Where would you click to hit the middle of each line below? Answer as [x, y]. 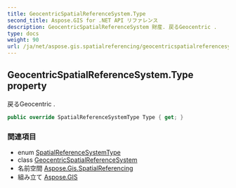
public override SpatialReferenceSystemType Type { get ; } [96, 117]
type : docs [23, 33]
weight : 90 [23, 40]
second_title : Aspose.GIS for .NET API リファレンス [83, 20]
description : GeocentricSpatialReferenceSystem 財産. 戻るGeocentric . [112, 27]
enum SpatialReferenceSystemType [69, 152]
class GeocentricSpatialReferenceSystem [77, 160]
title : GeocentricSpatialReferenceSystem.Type [77, 14]
